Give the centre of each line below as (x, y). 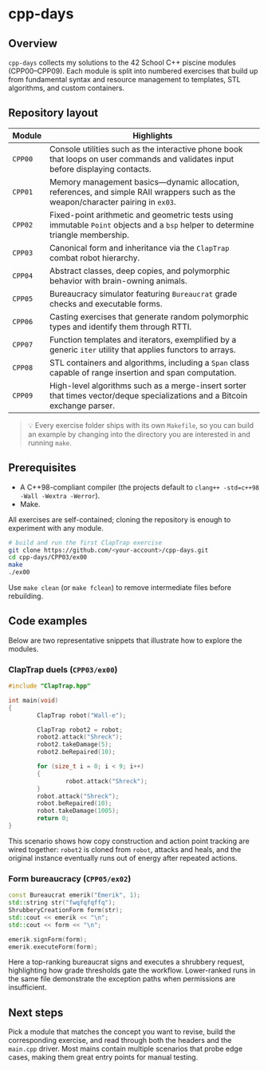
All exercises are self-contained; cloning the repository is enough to (120, 519)
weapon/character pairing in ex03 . (113, 202)
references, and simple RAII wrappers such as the (142, 192)
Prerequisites (42, 468)
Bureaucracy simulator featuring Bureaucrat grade (143, 294)
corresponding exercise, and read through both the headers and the (120, 1040)
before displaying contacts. (100, 168)
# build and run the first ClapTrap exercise (85, 543)
